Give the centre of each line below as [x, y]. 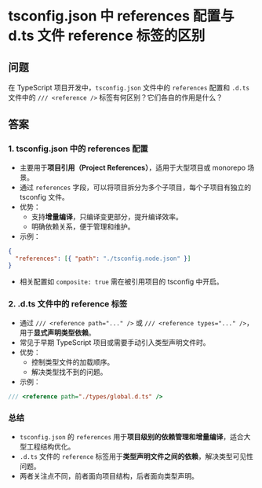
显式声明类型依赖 [61, 332]
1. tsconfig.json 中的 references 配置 [78, 149]
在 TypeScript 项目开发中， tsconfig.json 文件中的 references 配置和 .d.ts [129, 88]
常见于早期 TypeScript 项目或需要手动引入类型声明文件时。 [115, 342]
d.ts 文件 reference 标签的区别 [107, 36]
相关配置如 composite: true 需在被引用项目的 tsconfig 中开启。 [121, 282]
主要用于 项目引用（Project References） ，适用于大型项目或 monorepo [132, 167]
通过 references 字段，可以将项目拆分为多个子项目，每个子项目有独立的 [135, 187]
